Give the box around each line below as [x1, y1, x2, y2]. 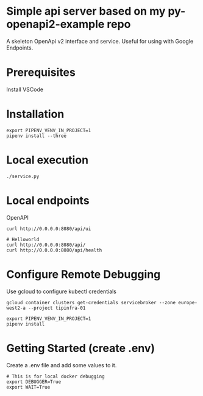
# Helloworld [6, 236, 40, 242]
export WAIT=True [6, 384, 51, 390]
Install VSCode [6, 86, 44, 93]
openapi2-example [6, 17, 105, 31]
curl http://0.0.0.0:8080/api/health [6, 247, 102, 253]
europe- [178, 299, 198, 305]
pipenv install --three [6, 133, 67, 139]
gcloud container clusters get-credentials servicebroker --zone [6, 299, 176, 305]
